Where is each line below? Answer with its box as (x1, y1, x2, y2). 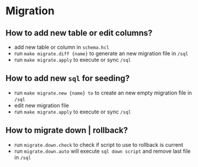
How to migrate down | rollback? (5, 125, 128, 136)
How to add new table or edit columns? (5, 28, 153, 38)
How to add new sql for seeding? (5, 73, 130, 84)
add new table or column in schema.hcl (14, 43, 109, 51)
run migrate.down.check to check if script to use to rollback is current (14, 141, 184, 148)
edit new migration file (14, 102, 70, 109)
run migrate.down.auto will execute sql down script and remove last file (14, 147, 191, 155)
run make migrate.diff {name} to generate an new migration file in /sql (14, 50, 188, 57)
